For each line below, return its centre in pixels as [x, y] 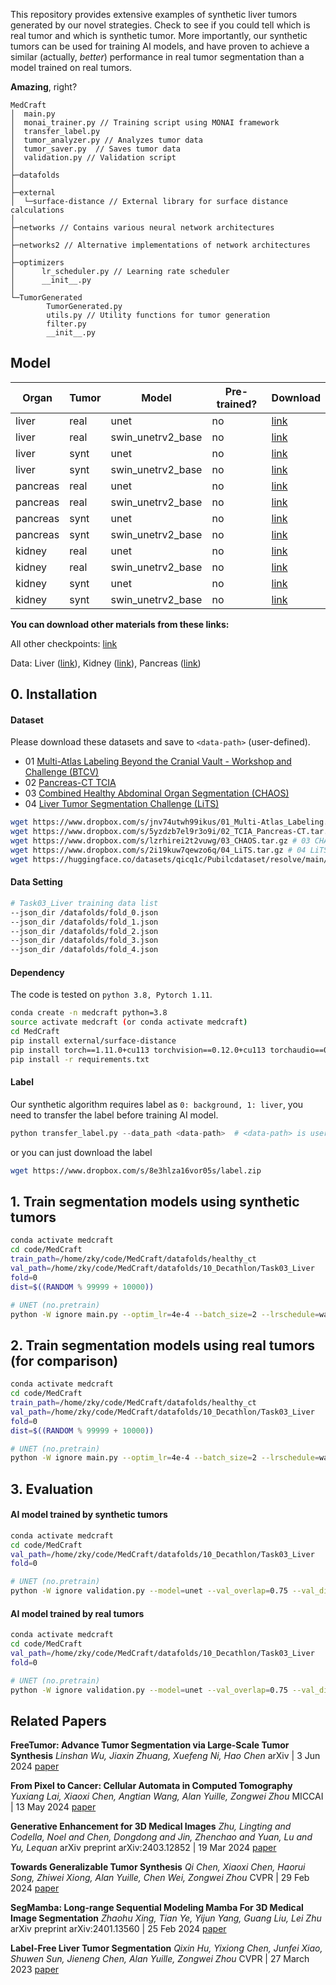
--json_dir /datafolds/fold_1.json [84, 922]
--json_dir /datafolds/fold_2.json [84, 931]
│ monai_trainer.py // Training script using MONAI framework [145, 123]
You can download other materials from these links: [120, 624]
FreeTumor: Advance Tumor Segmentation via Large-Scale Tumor [150, 1745]
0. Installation [54, 694]
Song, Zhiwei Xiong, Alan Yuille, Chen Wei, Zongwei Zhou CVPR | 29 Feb [160, 1878]
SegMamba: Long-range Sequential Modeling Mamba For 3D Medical [157, 1908]
